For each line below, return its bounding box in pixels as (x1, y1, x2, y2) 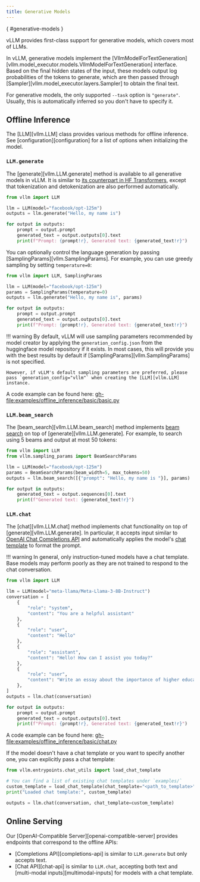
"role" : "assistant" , (27, 649, 82, 655)
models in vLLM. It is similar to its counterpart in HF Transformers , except (6, 176, 186, 183)
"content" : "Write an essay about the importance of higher (27, 677, 180, 683)
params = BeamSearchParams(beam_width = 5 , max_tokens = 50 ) (6, 470, 151, 476)
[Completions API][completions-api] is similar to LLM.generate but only (14, 850, 187, 857)
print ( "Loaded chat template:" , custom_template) (6, 789, 132, 795)
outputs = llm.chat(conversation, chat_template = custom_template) (6, 800, 174, 806)
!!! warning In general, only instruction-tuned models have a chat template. (6, 553, 189, 561)
